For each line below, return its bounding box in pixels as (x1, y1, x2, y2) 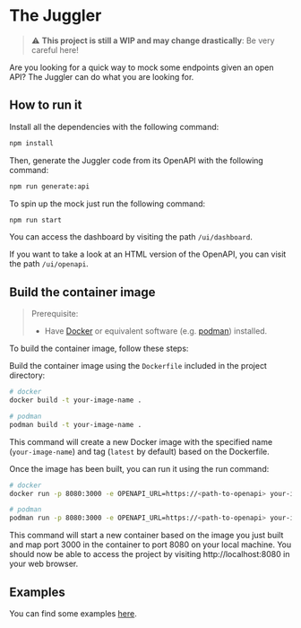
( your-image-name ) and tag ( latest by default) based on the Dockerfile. (9, 446, 271, 457)
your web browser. (9, 558, 79, 570)
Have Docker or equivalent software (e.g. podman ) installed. (44, 326, 268, 336)
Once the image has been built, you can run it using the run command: (9, 463, 270, 474)
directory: (9, 370, 46, 381)
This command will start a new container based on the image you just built (9, 530, 284, 541)
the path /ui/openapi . (9, 258, 90, 269)
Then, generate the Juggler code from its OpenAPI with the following (9, 154, 264, 166)
